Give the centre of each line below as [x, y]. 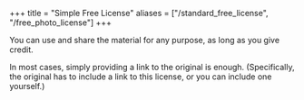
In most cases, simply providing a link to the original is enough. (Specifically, [152, 67]
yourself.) [27, 86]
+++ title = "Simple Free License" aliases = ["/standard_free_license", [139, 13]
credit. [21, 50]
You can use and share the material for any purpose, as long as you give [144, 40]
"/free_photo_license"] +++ [60, 23]
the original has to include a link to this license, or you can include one [141, 77]
